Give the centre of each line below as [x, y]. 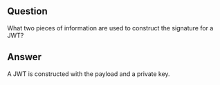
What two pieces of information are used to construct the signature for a [110, 28]
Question [27, 11]
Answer [25, 57]
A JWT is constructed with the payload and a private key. [89, 74]
